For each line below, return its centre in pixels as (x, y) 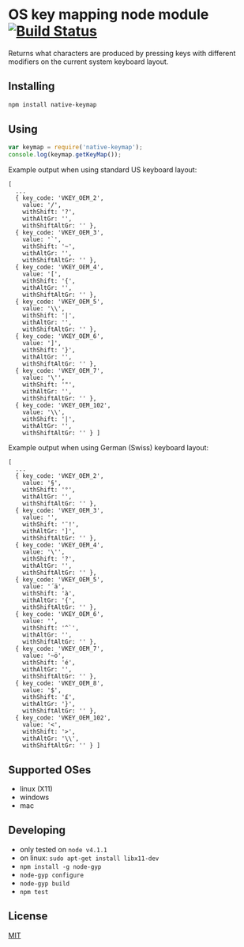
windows (34, 797)
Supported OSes (50, 770)
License (28, 917)
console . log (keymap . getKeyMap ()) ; (65, 155)
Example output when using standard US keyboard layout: (103, 170)
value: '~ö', (44, 656)
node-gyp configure (52, 875)
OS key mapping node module (109, 15)
